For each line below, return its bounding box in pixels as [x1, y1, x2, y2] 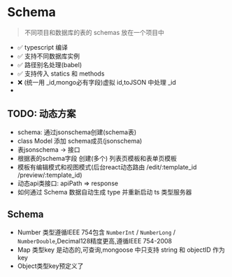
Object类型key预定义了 [17, 262, 84, 270]
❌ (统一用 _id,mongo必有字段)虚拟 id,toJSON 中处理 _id [17, 78, 177, 86]
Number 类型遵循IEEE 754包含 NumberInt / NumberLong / [17, 228, 176, 236]
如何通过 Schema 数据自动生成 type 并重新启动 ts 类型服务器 [17, 187, 192, 196]
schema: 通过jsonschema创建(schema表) [17, 127, 137, 136]
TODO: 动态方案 [7, 108, 76, 120]
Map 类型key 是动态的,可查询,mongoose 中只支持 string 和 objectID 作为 [17, 246, 226, 254]
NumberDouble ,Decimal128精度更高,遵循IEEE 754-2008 [17, 236, 173, 245]
